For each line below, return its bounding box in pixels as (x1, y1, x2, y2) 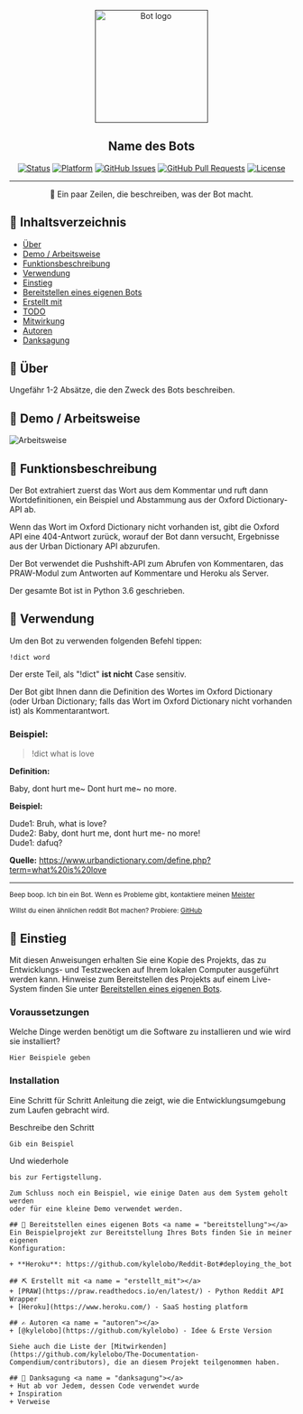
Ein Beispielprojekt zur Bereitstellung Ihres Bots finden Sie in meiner (9, 1228, 293, 1237)
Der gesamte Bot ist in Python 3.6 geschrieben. (9, 586, 185, 596)
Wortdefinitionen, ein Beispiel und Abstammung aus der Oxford (9, 494, 245, 505)
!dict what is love (31, 748, 95, 759)
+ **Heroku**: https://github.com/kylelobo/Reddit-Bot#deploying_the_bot (9, 1260, 293, 1269)
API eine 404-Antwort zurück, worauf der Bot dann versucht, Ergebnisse (9, 531, 280, 542)
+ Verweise (9, 1397, 50, 1406)
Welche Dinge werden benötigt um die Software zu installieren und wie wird (9, 1026, 291, 1038)
